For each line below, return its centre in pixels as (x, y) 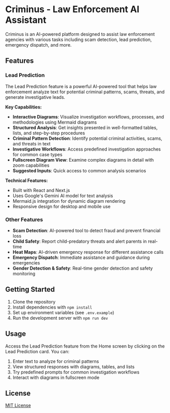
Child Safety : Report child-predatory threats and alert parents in (80, 241)
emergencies (26, 262)
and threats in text (31, 143)
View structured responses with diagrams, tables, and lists (74, 366)
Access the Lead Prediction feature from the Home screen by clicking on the (85, 346)
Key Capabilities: (24, 107)
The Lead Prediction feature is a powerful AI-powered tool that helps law (81, 86)
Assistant (26, 20)
